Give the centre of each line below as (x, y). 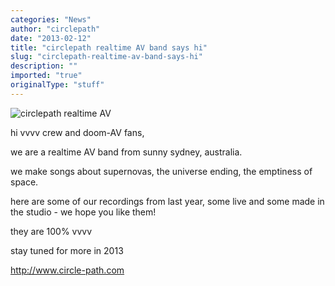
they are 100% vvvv (51, 231)
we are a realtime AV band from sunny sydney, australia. (126, 152)
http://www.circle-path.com (67, 270)
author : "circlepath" (55, 29)
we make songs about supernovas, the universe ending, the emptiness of (161, 171)
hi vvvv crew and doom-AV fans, (77, 132)
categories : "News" (51, 19)
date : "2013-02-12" (51, 38)
